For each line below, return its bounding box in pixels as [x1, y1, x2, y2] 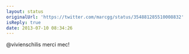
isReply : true [6, 19, 41, 25]
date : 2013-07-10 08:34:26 [6, 25, 73, 31]
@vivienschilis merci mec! [6, 41, 70, 48]
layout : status [6, 8, 44, 15]
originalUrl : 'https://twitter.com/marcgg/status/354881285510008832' [6, 14, 184, 20]
